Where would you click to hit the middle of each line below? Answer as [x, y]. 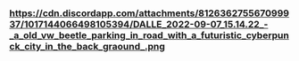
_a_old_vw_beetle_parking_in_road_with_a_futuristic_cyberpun [149, 35]
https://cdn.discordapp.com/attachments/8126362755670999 [149, 13]
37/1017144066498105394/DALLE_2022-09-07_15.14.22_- [139, 24]
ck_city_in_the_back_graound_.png [87, 46]
